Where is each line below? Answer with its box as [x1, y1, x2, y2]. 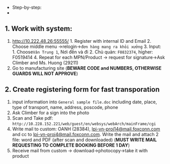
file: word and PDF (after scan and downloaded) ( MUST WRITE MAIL [12, 136, 157, 143]
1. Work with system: [5, 24, 72, 33]
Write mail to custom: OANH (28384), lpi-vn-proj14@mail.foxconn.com [12, 126, 161, 132]
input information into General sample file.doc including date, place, [12, 99, 157, 105]
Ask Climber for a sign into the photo [12, 110, 90, 116]
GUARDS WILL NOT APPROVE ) [12, 70, 78, 76]
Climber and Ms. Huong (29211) [12, 60, 78, 66]
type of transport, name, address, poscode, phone [12, 104, 118, 110]
